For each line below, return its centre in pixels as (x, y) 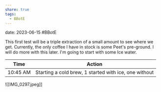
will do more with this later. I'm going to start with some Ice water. (71, 52)
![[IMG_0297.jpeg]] (24, 84)
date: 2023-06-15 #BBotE (31, 33)
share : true (17, 9)
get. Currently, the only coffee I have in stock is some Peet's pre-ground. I (79, 47)
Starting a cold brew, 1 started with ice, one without (95, 73)
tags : (10, 14)
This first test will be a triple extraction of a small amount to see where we (79, 42)
